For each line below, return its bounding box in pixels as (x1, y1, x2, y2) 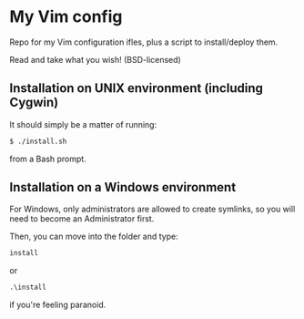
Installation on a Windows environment (9, 180, 237, 195)
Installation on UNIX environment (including (9, 80, 264, 97)
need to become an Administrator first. (9, 213, 155, 224)
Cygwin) (9, 95, 59, 110)
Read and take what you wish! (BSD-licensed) (9, 54, 182, 65)
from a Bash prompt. (9, 153, 86, 164)
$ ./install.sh (9, 137, 67, 146)
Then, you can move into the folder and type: (9, 231, 179, 242)
